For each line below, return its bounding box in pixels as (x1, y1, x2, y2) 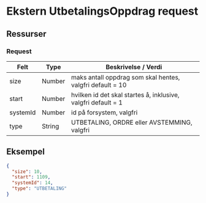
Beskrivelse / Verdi (105, 62, 162, 71)
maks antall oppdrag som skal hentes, (71, 73, 180, 81)
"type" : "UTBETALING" (12, 185, 67, 192)
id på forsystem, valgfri (71, 108, 138, 117)
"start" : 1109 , (12, 174, 51, 180)
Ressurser (6, 29, 47, 39)
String (42, 122, 59, 130)
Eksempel (6, 147, 45, 157)
